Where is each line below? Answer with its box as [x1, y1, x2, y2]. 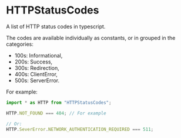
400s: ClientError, [14, 70, 58, 78]
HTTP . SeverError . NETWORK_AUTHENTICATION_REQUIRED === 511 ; [6, 126, 154, 132]
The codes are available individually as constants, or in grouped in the [6, 34, 176, 41]
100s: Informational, [14, 52, 63, 59]
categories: [6, 41, 33, 48]
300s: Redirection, [14, 64, 60, 71]
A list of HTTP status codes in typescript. [6, 23, 106, 30]
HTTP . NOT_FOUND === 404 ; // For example [6, 110, 107, 116]
